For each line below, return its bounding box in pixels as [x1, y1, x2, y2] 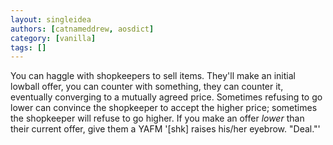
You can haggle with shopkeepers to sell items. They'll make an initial [10, 70, 296, 82]
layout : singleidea [10, 14, 92, 25]
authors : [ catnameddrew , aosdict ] [10, 24, 155, 34]
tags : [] [10, 42, 47, 53]
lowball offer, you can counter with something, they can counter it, [10, 81, 284, 93]
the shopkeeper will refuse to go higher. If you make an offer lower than [10, 112, 305, 125]
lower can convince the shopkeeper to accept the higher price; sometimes [10, 102, 318, 114]
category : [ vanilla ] [10, 33, 97, 43]
